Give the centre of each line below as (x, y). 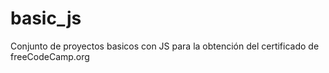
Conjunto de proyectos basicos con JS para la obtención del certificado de (165, 46)
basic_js (46, 18)
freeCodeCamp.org (50, 56)
